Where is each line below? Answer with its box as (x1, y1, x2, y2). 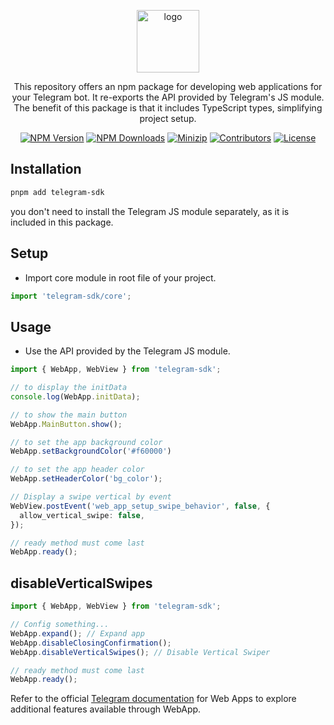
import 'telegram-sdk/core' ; (10, 291, 132, 301)
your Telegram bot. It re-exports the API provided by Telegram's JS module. (11, 91, 325, 103)
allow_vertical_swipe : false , (19, 510, 145, 520)
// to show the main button (10, 410, 128, 420)
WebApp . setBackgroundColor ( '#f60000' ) (10, 446, 172, 457)
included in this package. (10, 216, 114, 228)
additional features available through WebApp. (10, 703, 202, 715)
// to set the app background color (10, 437, 163, 447)
